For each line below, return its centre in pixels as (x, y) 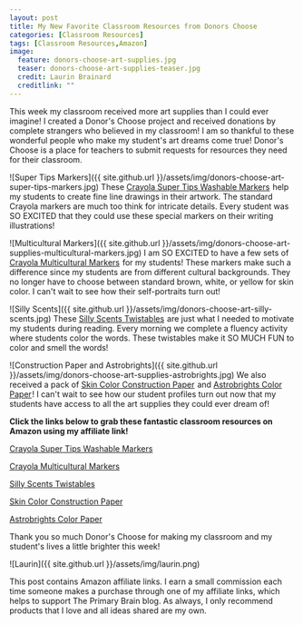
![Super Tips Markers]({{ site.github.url (82, 177)
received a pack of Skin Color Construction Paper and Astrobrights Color (146, 384)
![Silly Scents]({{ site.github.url (67, 309)
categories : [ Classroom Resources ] (77, 35)
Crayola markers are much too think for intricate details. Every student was (149, 206)
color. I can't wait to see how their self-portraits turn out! (115, 291)
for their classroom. (46, 159)
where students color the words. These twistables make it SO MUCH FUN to (152, 338)
